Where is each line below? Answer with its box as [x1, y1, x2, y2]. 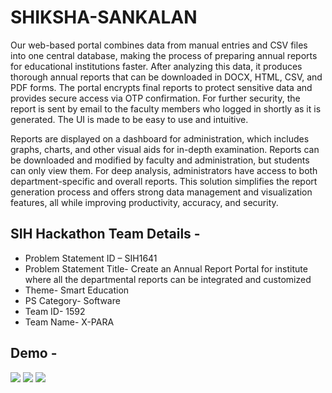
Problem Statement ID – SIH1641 [24, 252, 158, 264]
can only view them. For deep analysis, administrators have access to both [10, 164, 318, 176]
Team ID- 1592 [24, 305, 86, 317]
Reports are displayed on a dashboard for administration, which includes [10, 132, 310, 145]
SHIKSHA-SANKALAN [10, 6, 198, 29]
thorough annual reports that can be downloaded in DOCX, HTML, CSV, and [10, 71, 323, 83]
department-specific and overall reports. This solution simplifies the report [10, 175, 318, 187]
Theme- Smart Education [24, 284, 130, 296]
